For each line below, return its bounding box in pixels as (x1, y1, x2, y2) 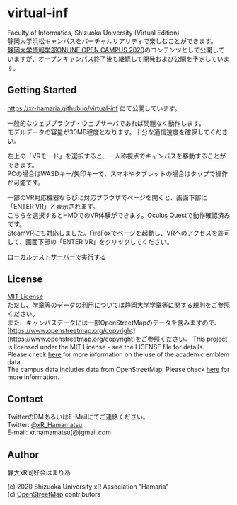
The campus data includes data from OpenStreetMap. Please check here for (7, 365, 230, 373)
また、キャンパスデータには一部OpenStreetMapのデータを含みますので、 (7, 318, 221, 327)
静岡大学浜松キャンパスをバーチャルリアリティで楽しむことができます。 (7, 37, 217, 45)
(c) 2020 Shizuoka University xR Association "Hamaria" (7, 482, 169, 491)
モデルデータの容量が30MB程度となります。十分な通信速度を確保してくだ (7, 127, 222, 136)
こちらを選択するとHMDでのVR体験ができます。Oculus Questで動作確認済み (7, 211, 231, 219)
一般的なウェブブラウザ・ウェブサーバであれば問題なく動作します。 (7, 119, 205, 127)
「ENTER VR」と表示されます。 (7, 202, 99, 210)
